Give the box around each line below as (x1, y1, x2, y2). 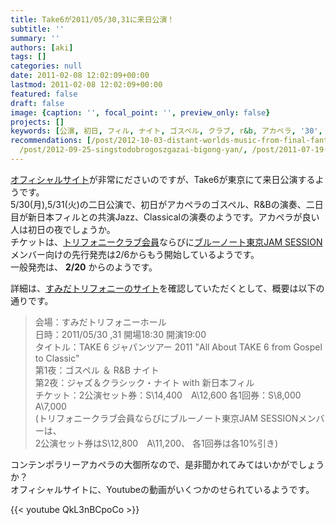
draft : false (10, 98, 65, 108)
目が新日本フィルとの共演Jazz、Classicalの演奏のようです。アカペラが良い (10, 211, 320, 223)
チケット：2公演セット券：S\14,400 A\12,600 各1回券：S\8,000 (34, 389, 302, 401)
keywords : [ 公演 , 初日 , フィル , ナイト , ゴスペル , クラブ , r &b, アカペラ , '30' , (10, 126, 323, 136)
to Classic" (34, 352, 80, 364)
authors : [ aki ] (10, 42, 74, 53)
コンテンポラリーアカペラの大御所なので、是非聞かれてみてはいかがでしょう (10, 458, 325, 470)
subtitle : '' (10, 24, 65, 34)
